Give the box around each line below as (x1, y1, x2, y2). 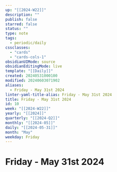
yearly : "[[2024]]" (5, 111, 47, 116)
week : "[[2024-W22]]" (5, 106, 51, 111)
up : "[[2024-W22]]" (5, 7, 47, 13)
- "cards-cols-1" (10, 54, 47, 60)
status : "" (5, 26, 28, 31)
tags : (5, 36, 17, 41)
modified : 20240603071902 (5, 78, 60, 83)
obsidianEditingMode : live (5, 64, 62, 69)
